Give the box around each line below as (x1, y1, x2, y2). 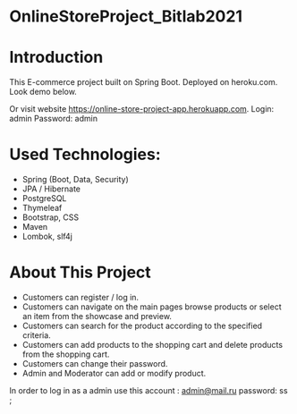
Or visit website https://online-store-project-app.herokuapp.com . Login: (9, 104, 275, 114)
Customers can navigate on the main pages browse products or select (21, 301, 282, 312)
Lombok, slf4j (21, 231, 73, 242)
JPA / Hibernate (21, 183, 81, 194)
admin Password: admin (9, 114, 98, 124)
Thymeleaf (21, 203, 63, 214)
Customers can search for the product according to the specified (21, 320, 262, 331)
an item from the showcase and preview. (21, 311, 173, 321)
